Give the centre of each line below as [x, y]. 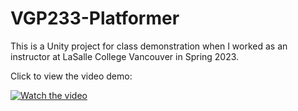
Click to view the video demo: [71, 76]
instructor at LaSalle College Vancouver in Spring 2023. [125, 56]
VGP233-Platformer [95, 18]
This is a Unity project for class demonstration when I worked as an [149, 46]
